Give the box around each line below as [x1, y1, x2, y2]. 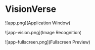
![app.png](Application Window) [5, 20, 71, 26]
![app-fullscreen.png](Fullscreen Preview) [5, 39, 91, 45]
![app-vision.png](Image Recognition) [5, 29, 82, 35]
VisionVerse [5, 3, 56, 15]
